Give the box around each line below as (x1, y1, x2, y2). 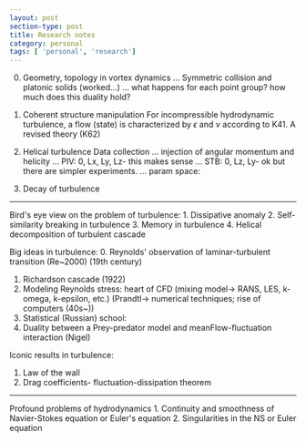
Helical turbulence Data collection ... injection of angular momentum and (22, 147, 294, 158)
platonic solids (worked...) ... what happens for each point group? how (22, 82, 286, 93)
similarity (9, 220, 44, 231)
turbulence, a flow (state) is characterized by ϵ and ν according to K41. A (22, 119, 296, 130)
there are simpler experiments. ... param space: (22, 166, 200, 177)
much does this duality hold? (22, 92, 131, 103)
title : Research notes (9, 30, 96, 39)
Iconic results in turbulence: (9, 350, 114, 361)
